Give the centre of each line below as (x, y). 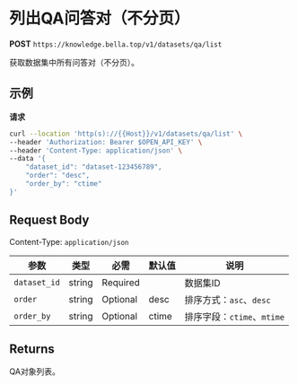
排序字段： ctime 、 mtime (235, 317)
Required (121, 282)
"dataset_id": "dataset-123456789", (94, 167)
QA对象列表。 (35, 372)
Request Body (49, 220)
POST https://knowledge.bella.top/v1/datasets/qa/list (116, 44)
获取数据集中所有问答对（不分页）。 (74, 62)
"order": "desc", (58, 176)
